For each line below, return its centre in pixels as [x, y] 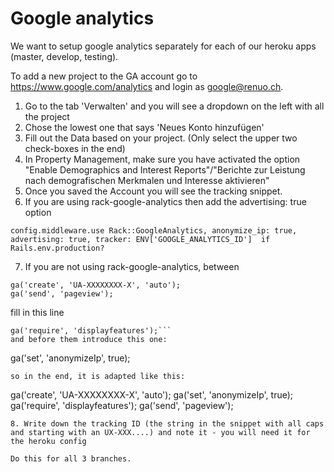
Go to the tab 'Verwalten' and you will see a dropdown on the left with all [174, 106]
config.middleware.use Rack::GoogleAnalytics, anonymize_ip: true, [154, 230]
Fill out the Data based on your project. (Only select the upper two [161, 138]
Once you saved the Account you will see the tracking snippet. [153, 191]
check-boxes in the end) [75, 148]
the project [47, 116]
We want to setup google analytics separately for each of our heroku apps [163, 46]
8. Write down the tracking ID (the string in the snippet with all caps [167, 423]
